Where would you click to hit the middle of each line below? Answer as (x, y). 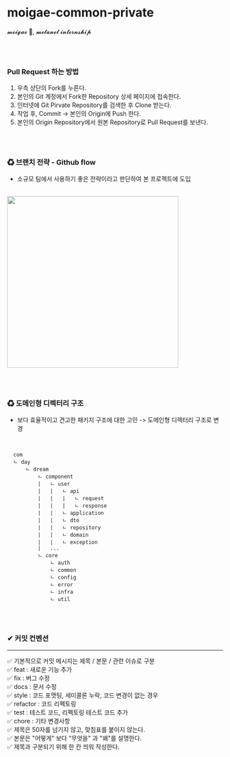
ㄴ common (63, 570)
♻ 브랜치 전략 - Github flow (51, 163)
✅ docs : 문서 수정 (32, 687)
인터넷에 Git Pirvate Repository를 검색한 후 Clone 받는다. (94, 105)
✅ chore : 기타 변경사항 (39, 721)
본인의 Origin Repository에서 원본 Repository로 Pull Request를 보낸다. (113, 122)
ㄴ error (62, 585)
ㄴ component (55, 476)
